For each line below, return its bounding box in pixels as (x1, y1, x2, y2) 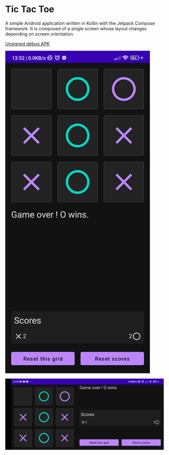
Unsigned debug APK (5, 40, 50, 46)
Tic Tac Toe (5, 4, 54, 15)
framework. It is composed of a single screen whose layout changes (5, 25, 147, 31)
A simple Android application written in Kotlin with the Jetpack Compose (5, 20, 155, 26)
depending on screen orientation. (5, 31, 74, 37)
